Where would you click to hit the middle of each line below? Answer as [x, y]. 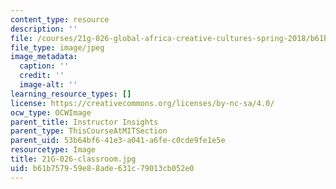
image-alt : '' [48, 85]
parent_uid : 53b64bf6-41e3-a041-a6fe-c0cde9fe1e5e [118, 141]
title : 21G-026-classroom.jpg [73, 159]
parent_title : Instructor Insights [84, 122]
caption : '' [44, 66]
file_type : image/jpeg [57, 47]
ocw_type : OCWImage [51, 112]
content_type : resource [60, 19]
